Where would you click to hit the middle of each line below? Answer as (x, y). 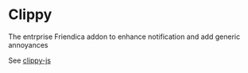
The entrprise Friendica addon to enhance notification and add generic (124, 36)
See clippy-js (30, 60)
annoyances (29, 44)
